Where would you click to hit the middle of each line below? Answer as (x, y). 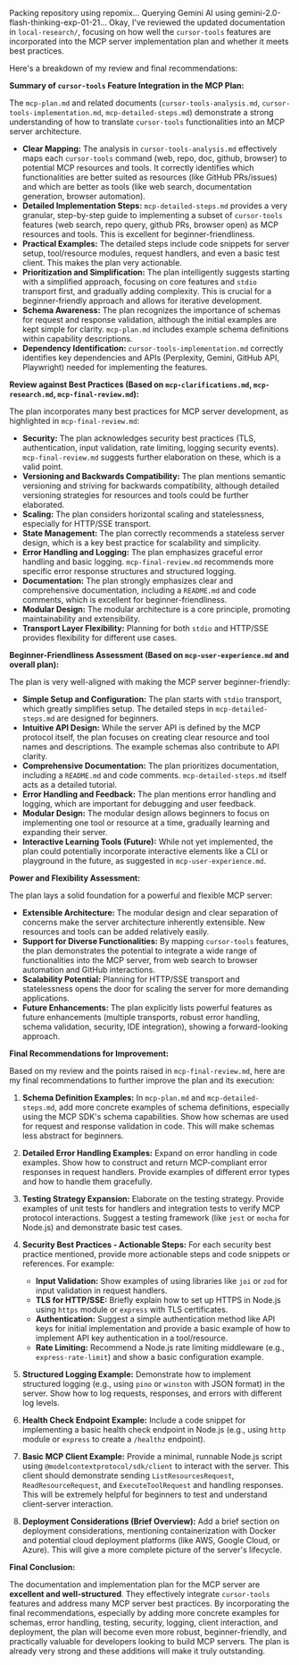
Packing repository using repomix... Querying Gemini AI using (122, 13)
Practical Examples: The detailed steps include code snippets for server (156, 244)
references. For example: (68, 1264)
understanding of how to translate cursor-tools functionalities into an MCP (147, 122)
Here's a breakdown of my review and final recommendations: (124, 68)
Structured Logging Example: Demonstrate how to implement (137, 1374)
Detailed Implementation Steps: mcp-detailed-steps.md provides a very (155, 206)
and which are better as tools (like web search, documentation (137, 186)
